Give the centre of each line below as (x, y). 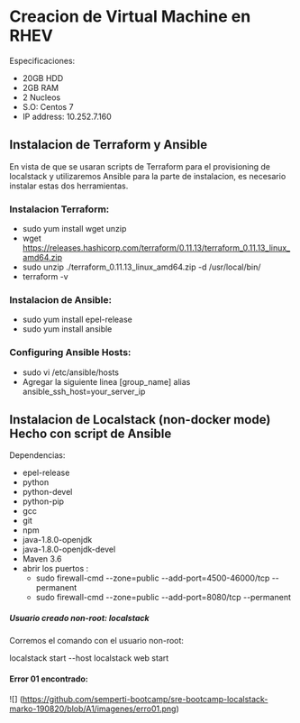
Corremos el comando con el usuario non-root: (97, 641)
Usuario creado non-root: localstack (80, 618)
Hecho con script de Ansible (91, 434)
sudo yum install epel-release (77, 320)
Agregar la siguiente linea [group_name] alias (106, 381)
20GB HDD (43, 78)
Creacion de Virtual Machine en (130, 17)
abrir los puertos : (55, 569)
